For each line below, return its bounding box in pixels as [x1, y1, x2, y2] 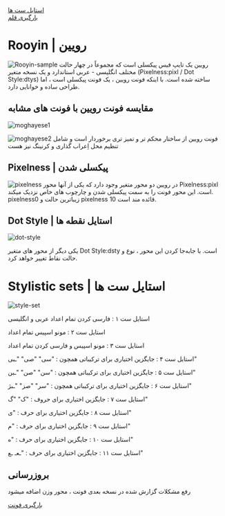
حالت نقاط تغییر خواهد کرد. [8, 254, 78, 263]
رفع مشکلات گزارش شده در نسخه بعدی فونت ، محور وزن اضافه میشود [8, 488, 191, 496]
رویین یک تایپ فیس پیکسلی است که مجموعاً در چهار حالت [59, 60, 209, 69]
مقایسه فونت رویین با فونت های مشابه [8, 103, 154, 114]
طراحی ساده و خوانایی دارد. [8, 82, 80, 91]
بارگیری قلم [8, 13, 39, 21]
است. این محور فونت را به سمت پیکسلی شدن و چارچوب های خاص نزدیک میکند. [8, 187, 214, 196]
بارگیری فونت [8, 501, 43, 509]
